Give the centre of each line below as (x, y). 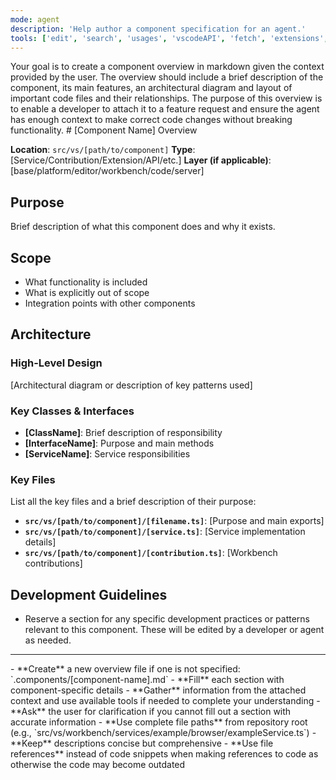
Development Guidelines (89, 594)
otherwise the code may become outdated (98, 765)
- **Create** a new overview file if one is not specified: (125, 669)
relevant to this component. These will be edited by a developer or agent (174, 630)
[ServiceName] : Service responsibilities (107, 453)
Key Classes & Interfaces (72, 411)
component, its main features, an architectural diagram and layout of (151, 88)
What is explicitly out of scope (87, 292)
